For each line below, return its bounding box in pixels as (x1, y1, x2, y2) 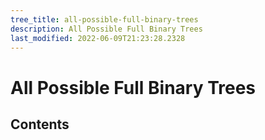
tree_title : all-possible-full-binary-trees (10, 14, 199, 25)
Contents (10, 116, 70, 133)
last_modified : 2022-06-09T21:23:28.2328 (10, 33, 186, 43)
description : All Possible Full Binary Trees (10, 24, 203, 34)
